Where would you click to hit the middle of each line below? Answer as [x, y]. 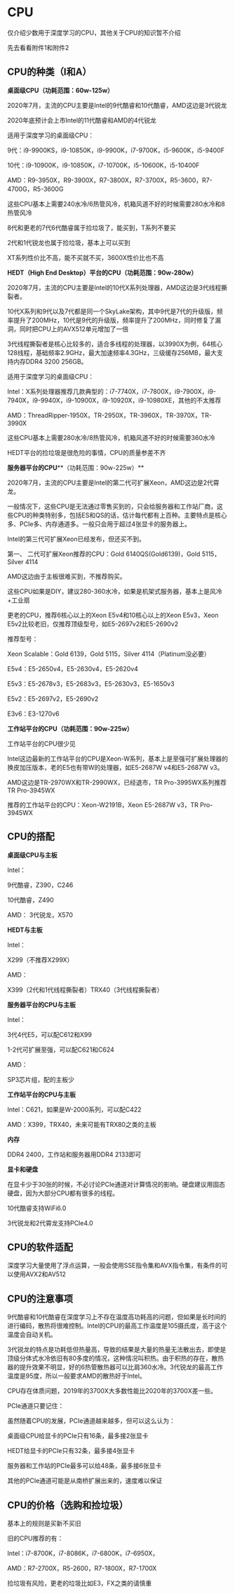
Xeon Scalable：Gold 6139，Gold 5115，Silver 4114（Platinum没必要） [109, 654]
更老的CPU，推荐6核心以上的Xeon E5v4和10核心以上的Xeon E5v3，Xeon [113, 615]
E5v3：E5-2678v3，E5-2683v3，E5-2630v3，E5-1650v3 [91, 683]
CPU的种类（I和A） [50, 72]
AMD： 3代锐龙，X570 [40, 915]
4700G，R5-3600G [35, 189]
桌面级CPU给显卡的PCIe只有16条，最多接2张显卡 [78, 1436]
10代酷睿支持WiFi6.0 [37, 1208]
